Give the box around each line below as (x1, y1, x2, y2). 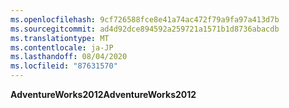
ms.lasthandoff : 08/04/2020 (10, 52, 128, 62)
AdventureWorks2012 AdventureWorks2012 (10, 89, 197, 100)
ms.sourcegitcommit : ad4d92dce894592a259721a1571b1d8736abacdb (10, 24, 280, 34)
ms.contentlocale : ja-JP (10, 42, 114, 53)
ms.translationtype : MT (10, 33, 110, 43)
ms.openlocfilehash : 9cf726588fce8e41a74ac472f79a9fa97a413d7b (10, 14, 280, 25)
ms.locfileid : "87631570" (10, 61, 118, 71)
